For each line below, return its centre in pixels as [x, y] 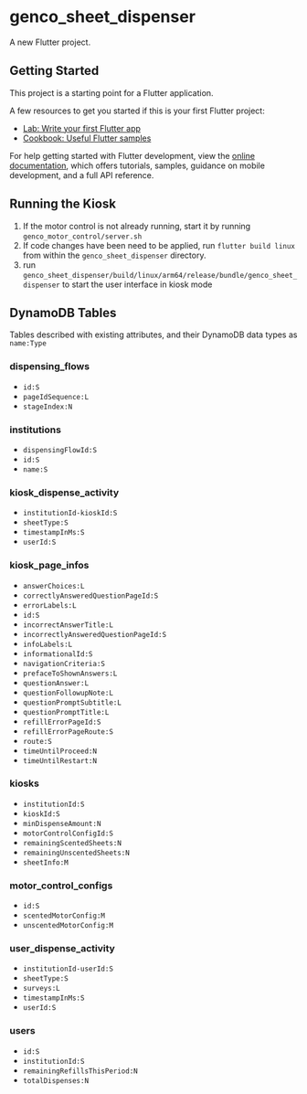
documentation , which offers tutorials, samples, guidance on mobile [137, 165]
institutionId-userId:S [68, 969]
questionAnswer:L [56, 683]
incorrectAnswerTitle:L [68, 625]
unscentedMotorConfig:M [68, 926]
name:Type [28, 344]
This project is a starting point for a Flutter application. [111, 92]
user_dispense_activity [63, 949]
